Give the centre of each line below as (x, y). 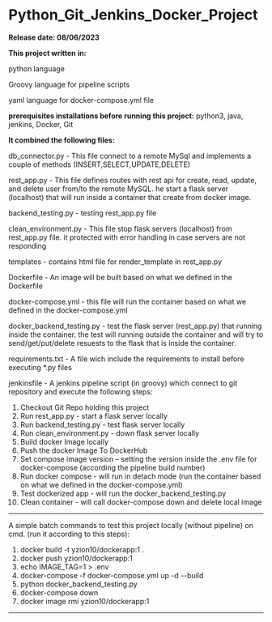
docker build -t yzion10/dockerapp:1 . (82, 549)
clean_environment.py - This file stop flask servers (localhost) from (120, 228)
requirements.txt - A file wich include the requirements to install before (126, 359)
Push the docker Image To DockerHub (84, 450)
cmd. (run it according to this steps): (69, 534)
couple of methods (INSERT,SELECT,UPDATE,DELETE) (100, 164)
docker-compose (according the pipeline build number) (113, 467)
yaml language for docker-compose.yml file (81, 100)
